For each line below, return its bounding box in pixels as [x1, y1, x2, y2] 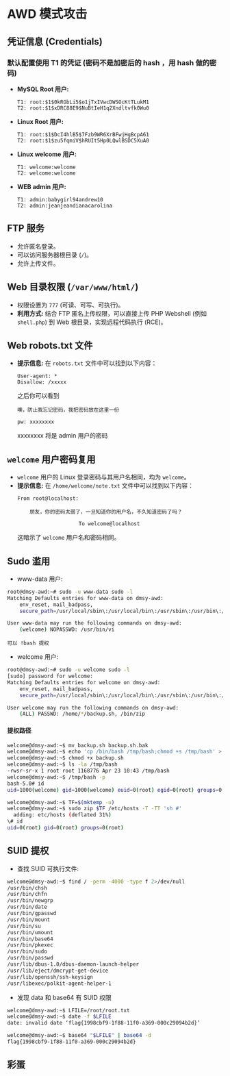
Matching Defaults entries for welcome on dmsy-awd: [7, 679, 161, 686]
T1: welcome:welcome [16, 164, 76, 171]
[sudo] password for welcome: [7, 673, 94, 680]
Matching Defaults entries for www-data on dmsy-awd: [7, 595, 164, 601]
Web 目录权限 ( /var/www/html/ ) [7, 281, 139, 293]
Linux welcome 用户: [16, 150, 77, 158]
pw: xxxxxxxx [16, 418, 55, 425]
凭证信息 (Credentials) [7, 36, 103, 47]
